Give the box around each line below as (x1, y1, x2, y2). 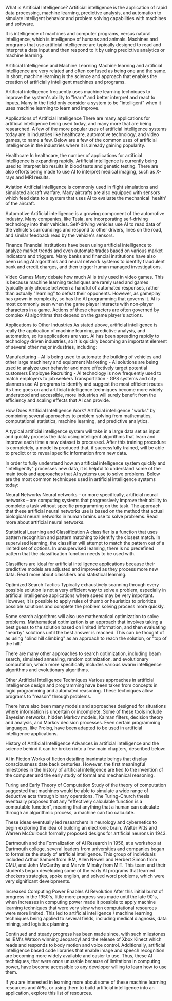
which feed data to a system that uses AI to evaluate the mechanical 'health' (5, 195, 167, 201)
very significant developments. (5, 878, 71, 884)
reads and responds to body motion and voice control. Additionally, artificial (5, 942, 166, 948)
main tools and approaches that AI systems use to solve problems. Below (5, 471, 160, 477)
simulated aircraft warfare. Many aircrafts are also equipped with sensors (5, 189, 160, 196)
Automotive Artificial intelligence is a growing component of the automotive (5, 210, 165, 216)
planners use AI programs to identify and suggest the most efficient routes (5, 381, 163, 387)
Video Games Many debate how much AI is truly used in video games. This (5, 274, 164, 280)
